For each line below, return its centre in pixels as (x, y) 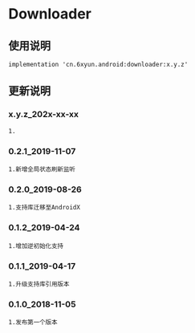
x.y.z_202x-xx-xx (43, 115)
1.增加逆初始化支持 (36, 246)
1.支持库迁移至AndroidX (44, 208)
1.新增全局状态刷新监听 (42, 169)
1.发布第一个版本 (33, 323)
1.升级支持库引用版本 (39, 284)
